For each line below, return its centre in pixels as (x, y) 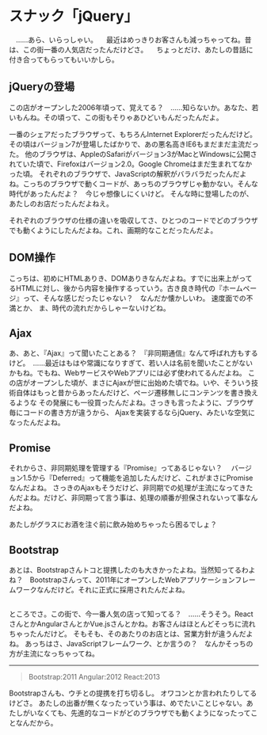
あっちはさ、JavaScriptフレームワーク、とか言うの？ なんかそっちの (139, 644)
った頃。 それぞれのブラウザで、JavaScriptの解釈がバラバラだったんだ (124, 173)
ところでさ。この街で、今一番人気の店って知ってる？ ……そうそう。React (131, 614)
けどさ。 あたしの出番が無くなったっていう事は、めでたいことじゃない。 (128, 703)
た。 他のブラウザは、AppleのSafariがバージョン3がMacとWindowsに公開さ (133, 154)
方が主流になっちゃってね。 (54, 653)
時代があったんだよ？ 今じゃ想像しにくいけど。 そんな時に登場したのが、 (131, 193)
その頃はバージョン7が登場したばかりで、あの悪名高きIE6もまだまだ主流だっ (134, 144)
